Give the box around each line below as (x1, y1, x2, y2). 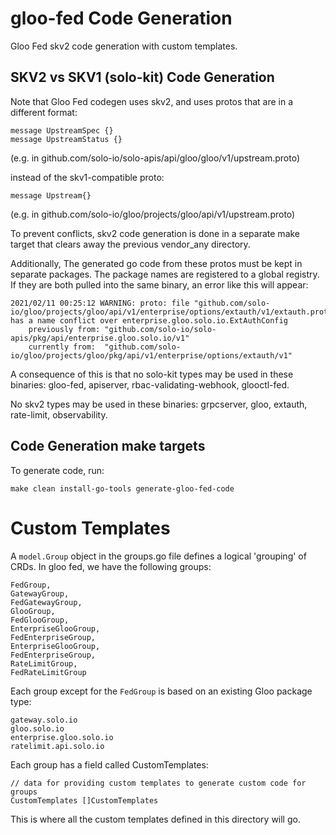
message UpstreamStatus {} (10, 134, 123, 144)
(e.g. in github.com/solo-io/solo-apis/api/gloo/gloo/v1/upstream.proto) (10, 152, 301, 164)
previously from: (28, 324, 101, 334)
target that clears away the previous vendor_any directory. (10, 238, 251, 250)
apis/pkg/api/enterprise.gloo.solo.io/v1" (10, 333, 190, 343)
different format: (10, 106, 78, 118)
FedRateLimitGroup (10, 667, 87, 677)
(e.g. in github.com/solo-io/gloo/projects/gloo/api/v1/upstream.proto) (10, 208, 296, 220)
